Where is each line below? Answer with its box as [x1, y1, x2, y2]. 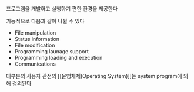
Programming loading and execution [14, 54, 103, 61]
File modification [14, 42, 55, 49]
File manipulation [14, 29, 56, 36]
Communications [14, 60, 56, 67]
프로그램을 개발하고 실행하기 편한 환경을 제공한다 [6, 5, 118, 12]
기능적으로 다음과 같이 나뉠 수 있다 [6, 18, 85, 25]
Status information [14, 36, 60, 42]
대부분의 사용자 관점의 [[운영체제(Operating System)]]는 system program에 [6, 73, 182, 79]
